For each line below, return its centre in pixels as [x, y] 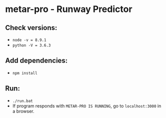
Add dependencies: [36, 61]
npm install [25, 73]
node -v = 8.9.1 [29, 40]
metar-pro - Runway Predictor [69, 9]
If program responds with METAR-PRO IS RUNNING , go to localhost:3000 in [87, 105]
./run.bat [23, 101]
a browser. [23, 111]
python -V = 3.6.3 [31, 45]
